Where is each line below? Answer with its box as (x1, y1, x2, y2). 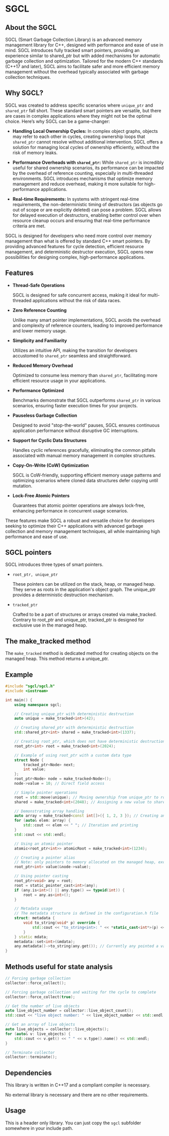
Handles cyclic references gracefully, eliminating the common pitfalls (12, 447, 156, 453)
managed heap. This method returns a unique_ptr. (5, 655, 109, 662)
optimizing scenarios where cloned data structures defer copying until (12, 477, 158, 483)
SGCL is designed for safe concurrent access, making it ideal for (12, 292, 147, 298)
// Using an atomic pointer (14, 841, 73, 846)
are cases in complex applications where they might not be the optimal (5, 113, 152, 119)
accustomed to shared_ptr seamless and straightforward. (12, 352, 132, 359)
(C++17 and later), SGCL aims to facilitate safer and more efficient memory (5, 64, 160, 69)
